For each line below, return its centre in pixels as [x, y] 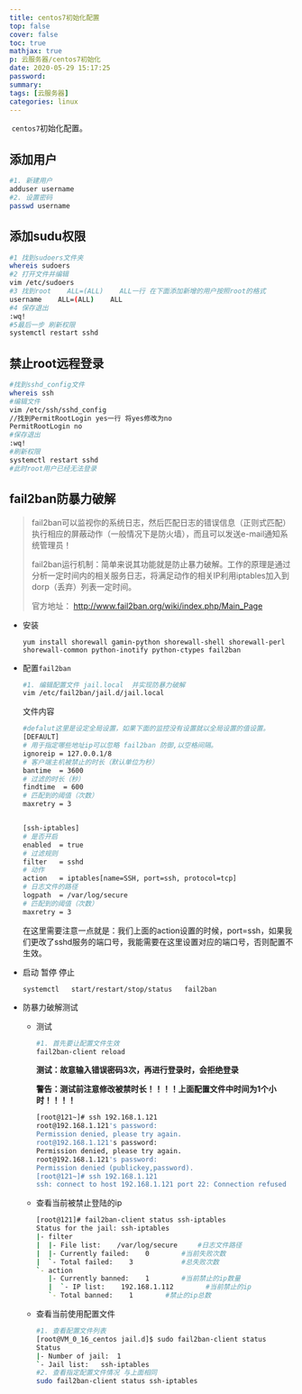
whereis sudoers [40, 266]
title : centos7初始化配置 [55, 18]
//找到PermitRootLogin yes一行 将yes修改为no [91, 418]
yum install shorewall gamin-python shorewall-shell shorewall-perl [154, 642]
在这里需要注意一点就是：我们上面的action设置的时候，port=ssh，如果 [153, 931]
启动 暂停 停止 [48, 972]
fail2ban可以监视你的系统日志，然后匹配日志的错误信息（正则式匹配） [161, 522]
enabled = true [53, 845]
